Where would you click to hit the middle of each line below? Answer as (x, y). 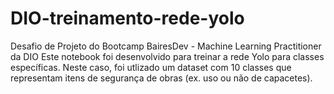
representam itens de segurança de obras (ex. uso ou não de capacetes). (161, 78)
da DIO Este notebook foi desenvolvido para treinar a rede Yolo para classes (167, 56)
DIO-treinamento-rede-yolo (127, 18)
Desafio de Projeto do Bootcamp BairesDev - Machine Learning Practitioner (166, 46)
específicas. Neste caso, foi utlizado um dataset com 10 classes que (151, 67)
